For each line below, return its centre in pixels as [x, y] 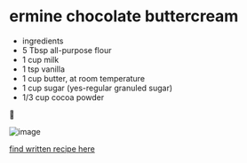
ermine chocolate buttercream [124, 16]
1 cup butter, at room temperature [83, 78]
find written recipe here [52, 149]
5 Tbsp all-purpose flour [67, 50]
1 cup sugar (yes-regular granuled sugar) [97, 88]
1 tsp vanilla [43, 69]
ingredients [43, 41]
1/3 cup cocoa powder [63, 97]
